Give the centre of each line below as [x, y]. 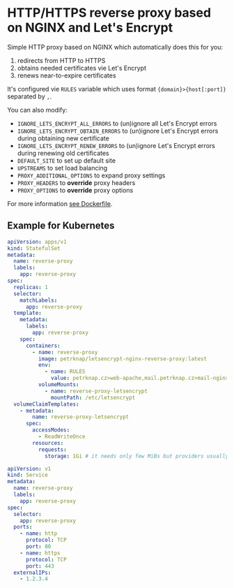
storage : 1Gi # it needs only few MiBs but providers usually [136, 456]
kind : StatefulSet [34, 248]
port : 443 [40, 566]
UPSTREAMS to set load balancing [62, 168]
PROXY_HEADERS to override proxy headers [76, 182]
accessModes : [51, 430]
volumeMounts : [58, 385]
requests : [53, 449]
